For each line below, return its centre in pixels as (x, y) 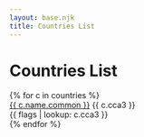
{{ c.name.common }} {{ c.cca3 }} (72, 105)
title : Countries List (52, 26)
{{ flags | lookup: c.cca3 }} (59, 114)
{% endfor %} (35, 124)
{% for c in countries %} (55, 96)
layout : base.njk (42, 18)
